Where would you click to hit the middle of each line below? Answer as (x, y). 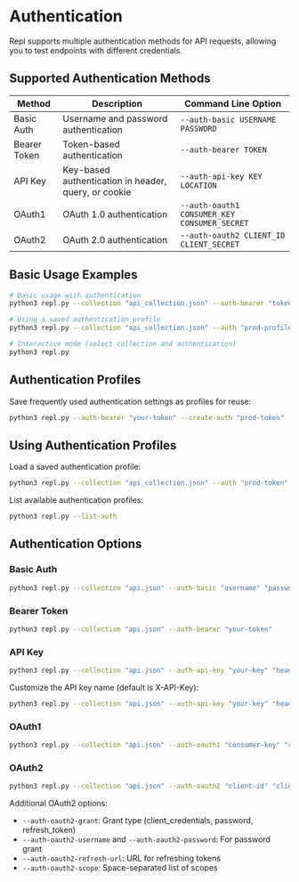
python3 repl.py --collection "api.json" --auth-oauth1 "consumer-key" (145, 745)
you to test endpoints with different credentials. (96, 50)
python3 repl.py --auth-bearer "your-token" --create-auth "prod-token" (147, 417)
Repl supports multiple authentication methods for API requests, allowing (143, 41)
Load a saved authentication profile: (75, 467)
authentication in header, (115, 181)
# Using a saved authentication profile (85, 320)
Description (117, 103)
